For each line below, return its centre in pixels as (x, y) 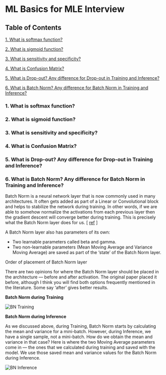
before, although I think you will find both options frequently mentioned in (80, 282)
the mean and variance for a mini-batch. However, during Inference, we (78, 331)
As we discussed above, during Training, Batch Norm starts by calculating (81, 326)
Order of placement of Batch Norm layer (46, 262)
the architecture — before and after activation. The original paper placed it (81, 277)
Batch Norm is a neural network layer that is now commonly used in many (80, 196)
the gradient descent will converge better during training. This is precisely (81, 217)
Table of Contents (33, 28)
